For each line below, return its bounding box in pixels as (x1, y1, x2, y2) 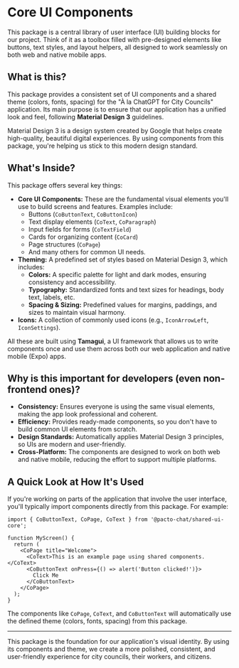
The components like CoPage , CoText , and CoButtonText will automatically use (7, 609, 232, 618)
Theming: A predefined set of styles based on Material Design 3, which (17, 255, 228, 264)
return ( (14, 541, 40, 548)
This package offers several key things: (7, 181, 123, 189)
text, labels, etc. (28, 293, 75, 301)
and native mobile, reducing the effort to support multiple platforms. (17, 456, 217, 464)
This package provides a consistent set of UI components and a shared (7, 90, 217, 98)
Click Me (33, 572, 59, 579)
